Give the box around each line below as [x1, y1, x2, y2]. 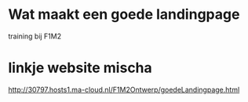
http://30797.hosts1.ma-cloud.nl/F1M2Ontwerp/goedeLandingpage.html [8, 85, 240, 94]
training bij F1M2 [8, 31, 61, 41]
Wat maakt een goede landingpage [8, 5, 240, 24]
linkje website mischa [8, 59, 153, 77]
